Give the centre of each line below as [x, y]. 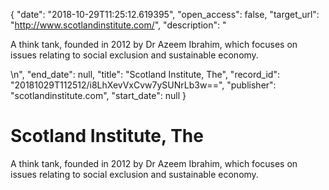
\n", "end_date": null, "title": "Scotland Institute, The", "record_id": [145, 74]
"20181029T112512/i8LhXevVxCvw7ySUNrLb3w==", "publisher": [143, 85]
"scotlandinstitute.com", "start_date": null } [98, 95]
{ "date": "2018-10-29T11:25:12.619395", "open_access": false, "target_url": [165, 14]
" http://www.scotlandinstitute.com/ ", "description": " [118, 25]
